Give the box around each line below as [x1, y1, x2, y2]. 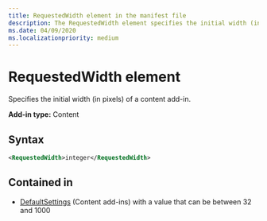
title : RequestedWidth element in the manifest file [8, 11, 187, 20]
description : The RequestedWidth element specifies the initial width [8, 19, 247, 27]
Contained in [8, 176, 73, 189]
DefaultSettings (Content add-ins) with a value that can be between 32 [19, 196, 252, 207]
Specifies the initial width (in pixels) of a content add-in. [8, 95, 192, 104]
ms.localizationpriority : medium [8, 33, 119, 42]
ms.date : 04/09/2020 [8, 26, 77, 34]
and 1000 [19, 205, 51, 215]
